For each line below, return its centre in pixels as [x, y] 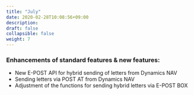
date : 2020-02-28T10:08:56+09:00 [47, 17]
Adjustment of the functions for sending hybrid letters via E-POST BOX [101, 85]
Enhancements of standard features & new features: [83, 60]
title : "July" [24, 12]
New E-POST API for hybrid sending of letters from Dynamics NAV [96, 73]
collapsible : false [30, 34]
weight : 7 [18, 39]
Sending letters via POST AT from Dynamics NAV [75, 79]
